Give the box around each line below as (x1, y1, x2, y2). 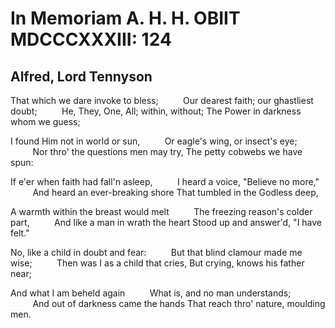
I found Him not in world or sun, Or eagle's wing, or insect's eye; (10, 135, 298, 147)
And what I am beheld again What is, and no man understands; (10, 287, 292, 299)
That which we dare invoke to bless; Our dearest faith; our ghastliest (10, 95, 314, 106)
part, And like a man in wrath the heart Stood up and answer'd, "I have (10, 217, 323, 228)
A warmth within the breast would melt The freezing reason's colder (10, 206, 313, 217)
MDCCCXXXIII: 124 (10, 28, 172, 51)
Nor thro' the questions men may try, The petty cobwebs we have (32, 146, 303, 157)
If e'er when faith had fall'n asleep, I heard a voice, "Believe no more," (10, 176, 320, 187)
